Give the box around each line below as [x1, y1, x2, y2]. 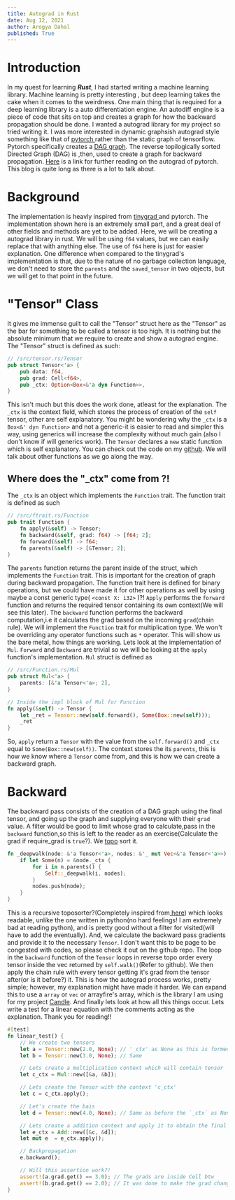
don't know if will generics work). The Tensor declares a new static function [7, 438, 222, 446]
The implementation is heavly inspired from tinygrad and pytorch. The [7, 213, 208, 221]
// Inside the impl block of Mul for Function [7, 699, 145, 706]
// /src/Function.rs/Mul [7, 666, 80, 673]
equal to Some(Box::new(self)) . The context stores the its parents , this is [7, 745, 216, 753]
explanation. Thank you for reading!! [7, 1013, 112, 1021]
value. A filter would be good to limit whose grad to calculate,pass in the [7, 822, 215, 831]
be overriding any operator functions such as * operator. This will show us [7, 631, 221, 639]
